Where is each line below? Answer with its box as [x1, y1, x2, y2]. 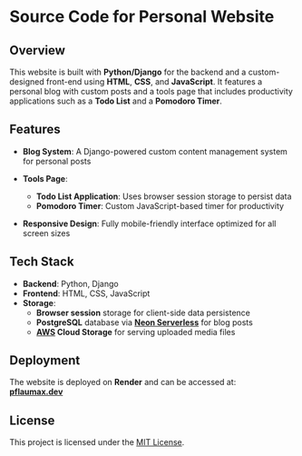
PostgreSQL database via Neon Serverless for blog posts [35, 316, 254, 328]
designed [9, 76, 45, 87]
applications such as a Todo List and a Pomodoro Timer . [9, 95, 222, 106]
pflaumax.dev [9, 386, 63, 397]
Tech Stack [9, 254, 74, 270]
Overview [9, 43, 66, 58]
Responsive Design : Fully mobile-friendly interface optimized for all [22, 218, 277, 229]
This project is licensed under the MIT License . [9, 437, 185, 448]
